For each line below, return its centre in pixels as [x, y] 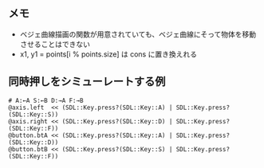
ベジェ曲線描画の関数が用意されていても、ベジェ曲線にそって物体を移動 [138, 34]
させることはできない [55, 44]
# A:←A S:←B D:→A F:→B [46, 100]
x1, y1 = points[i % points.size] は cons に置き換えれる [108, 54]
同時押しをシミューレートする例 [87, 82]
